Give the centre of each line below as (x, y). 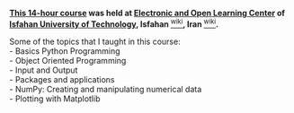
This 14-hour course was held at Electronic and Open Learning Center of (147, 13)
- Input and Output (44, 70)
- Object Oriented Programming (68, 60)
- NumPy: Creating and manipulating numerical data (106, 89)
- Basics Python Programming (65, 51)
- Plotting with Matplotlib (55, 99)
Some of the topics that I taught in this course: (95, 41)
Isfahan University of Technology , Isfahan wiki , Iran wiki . (114, 23)
